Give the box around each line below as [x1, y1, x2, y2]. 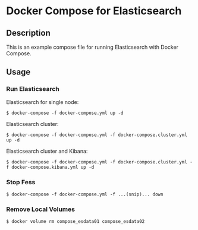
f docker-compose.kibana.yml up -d [6, 164, 95, 170]
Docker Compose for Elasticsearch [6, 4, 182, 18]
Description [6, 28, 51, 38]
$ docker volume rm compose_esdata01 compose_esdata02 [6, 219, 145, 225]
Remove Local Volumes [6, 205, 76, 213]
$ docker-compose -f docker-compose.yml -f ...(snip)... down [6, 191, 164, 197]
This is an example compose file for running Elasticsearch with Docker [6, 43, 179, 51]
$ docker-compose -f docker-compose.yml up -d [6, 110, 124, 116]
